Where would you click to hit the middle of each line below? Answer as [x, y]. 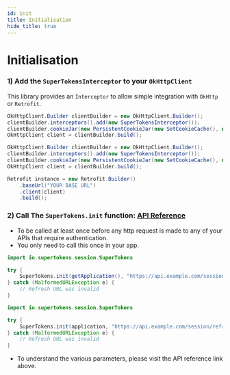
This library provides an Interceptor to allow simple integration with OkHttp [113, 96]
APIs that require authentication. [62, 237]
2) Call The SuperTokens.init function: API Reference [97, 216]
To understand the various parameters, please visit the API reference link [120, 359]
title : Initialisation [39, 20]
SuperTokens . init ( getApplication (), [72, 276]
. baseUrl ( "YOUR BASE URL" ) [58, 185]
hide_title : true [32, 26]
